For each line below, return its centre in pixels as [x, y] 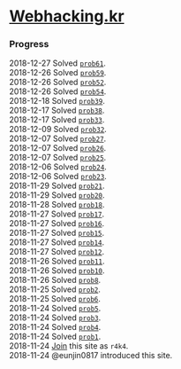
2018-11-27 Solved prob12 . [57, 252]
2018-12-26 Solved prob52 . [58, 82]
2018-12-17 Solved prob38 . [57, 110]
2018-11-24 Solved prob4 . [55, 327]
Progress [29, 44]
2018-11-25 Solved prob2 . [55, 289]
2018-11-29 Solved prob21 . [57, 186]
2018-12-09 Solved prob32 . [58, 130]
